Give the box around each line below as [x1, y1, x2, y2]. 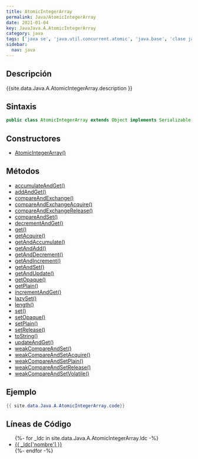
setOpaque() [14, 313, 46, 320]
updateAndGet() [14, 339, 54, 346]
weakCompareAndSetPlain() [14, 358, 84, 365]
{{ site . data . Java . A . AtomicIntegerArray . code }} [6, 402, 126, 409]
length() [14, 301, 34, 308]
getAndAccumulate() [14, 238, 66, 245]
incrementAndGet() [14, 288, 62, 296]
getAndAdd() [14, 244, 47, 251]
